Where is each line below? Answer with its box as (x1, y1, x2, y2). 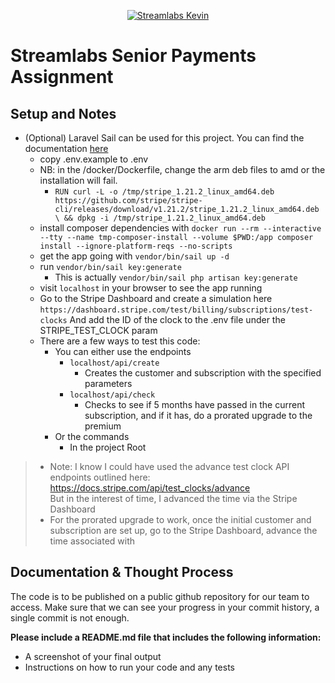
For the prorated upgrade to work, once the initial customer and (49, 514, 312, 525)
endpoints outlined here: (49, 471, 151, 483)
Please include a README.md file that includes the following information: (10, 631, 322, 643)
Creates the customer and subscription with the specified (84, 367, 322, 379)
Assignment (10, 66, 114, 89)
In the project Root (69, 441, 147, 453)
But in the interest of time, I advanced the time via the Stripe (49, 493, 298, 504)
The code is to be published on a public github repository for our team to (10, 590, 310, 602)
